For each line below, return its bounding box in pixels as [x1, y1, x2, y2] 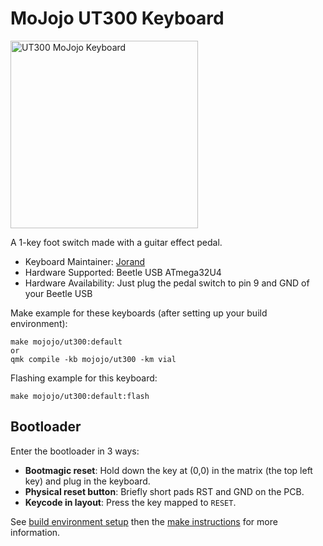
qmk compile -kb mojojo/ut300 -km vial [10, 354, 177, 364]
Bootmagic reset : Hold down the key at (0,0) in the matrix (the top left [24, 464, 313, 476]
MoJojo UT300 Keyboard [10, 7, 225, 30]
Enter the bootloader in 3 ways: [10, 445, 140, 457]
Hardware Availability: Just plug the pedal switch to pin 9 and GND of [24, 277, 310, 289]
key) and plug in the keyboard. [24, 475, 151, 487]
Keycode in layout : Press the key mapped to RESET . [24, 496, 237, 508]
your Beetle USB [24, 287, 93, 299]
